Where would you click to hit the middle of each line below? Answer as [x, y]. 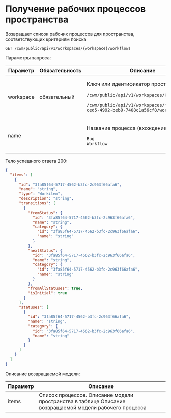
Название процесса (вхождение [126, 128]
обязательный [57, 97]
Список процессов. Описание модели [86, 395]
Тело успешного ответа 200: [36, 161]
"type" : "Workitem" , [40, 194]
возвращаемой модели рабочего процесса [93, 407]
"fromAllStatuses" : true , [55, 288]
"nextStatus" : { [45, 250]
